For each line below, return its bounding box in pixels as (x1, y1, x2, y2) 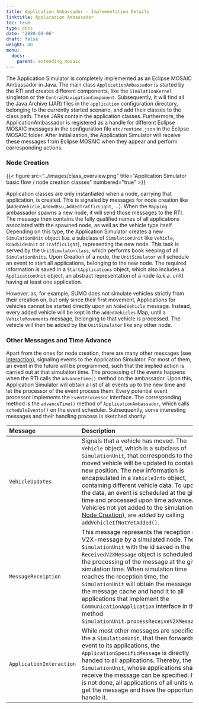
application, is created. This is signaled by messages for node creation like (6, 196, 188, 204)
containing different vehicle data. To (82, 481, 182, 489)
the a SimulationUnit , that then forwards (82, 634, 194, 643)
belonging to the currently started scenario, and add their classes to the (6, 106, 182, 113)
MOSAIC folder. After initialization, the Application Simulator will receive (6, 131, 181, 138)
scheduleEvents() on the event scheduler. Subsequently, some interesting (6, 406, 186, 414)
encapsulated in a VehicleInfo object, (82, 474, 187, 482)
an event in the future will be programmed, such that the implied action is (6, 363, 185, 370)
